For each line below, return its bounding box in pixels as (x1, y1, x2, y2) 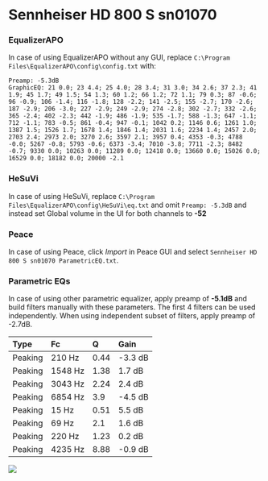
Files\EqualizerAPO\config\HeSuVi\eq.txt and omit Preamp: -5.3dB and (8, 200, 247, 209)
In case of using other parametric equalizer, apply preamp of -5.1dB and (8, 294, 248, 304)
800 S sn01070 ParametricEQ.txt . (8, 255, 119, 265)
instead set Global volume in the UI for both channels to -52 (8, 208, 207, 218)
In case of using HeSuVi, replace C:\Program (8, 191, 155, 201)
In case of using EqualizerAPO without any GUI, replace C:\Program (8, 52, 231, 62)
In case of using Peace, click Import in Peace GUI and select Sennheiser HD (8, 247, 258, 257)
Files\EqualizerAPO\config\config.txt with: (8, 61, 157, 71)
